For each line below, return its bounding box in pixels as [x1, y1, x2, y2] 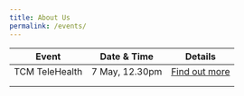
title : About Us [9, 13, 70, 22]
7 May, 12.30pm [91, 65, 163, 77]
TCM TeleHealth [14, 65, 83, 77]
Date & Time [99, 50, 154, 63]
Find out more [171, 65, 230, 77]
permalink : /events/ [9, 22, 88, 31]
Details [184, 50, 217, 63]
